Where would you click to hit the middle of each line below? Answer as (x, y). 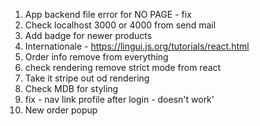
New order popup (61, 110)
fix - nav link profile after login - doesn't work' (119, 99)
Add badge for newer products (88, 35)
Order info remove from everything (96, 57)
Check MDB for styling (71, 88)
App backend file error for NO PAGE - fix (108, 14)
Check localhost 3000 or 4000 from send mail (120, 25)
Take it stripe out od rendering (87, 78)
